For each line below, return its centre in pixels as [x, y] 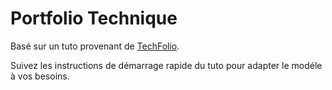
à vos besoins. [40, 76]
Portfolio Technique [94, 18]
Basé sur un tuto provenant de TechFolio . [95, 46]
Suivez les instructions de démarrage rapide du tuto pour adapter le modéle [166, 65]
